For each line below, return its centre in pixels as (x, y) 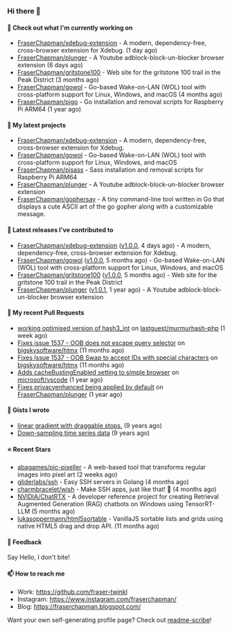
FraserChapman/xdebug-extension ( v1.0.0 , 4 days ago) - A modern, (114, 245)
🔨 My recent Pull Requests (46, 313)
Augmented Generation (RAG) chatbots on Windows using (100, 504)
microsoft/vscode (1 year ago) (60, 380)
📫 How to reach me (36, 574)
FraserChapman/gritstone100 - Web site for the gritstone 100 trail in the (119, 73)
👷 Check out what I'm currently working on (70, 28)
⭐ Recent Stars (29, 449)
